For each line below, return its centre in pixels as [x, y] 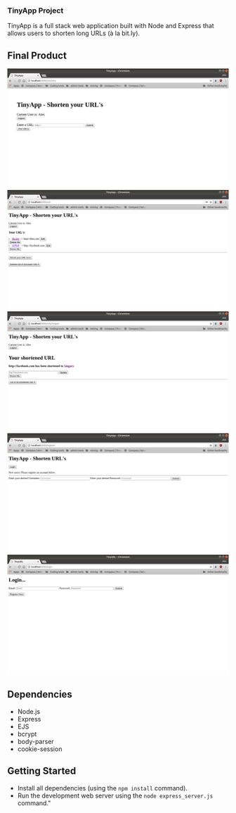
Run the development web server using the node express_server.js [115, 795]
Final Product [37, 55]
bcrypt [27, 733]
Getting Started [42, 771]
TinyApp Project [35, 11]
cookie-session [40, 749]
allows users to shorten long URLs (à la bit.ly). [74, 33]
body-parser [35, 741]
